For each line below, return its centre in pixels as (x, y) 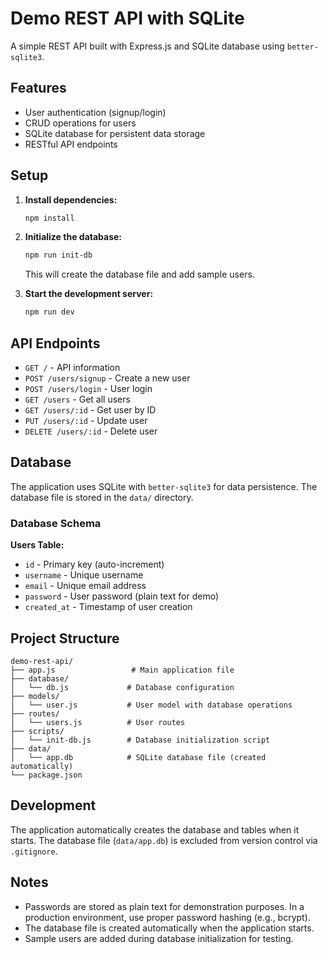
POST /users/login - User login (88, 388)
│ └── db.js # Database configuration (122, 687)
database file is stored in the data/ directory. (102, 497)
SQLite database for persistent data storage (115, 133)
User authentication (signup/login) (95, 112)
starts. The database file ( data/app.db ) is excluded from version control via (164, 840)
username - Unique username (84, 575)
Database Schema (56, 523)
